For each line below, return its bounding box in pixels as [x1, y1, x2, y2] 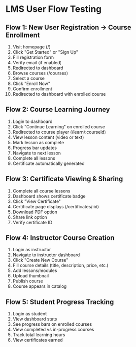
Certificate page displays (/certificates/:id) [12, 203, 99, 209]
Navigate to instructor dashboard [12, 252, 80, 258]
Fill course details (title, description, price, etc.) [12, 263, 109, 269]
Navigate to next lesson [12, 150, 61, 156]
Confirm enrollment [12, 86, 52, 92]
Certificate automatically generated [12, 160, 85, 166]
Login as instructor [12, 247, 51, 253]
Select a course [12, 76, 45, 81]
